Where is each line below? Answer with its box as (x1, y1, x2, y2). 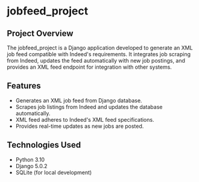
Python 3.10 (15, 155, 45, 163)
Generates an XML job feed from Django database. (15, 96, 142, 104)
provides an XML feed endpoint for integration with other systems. (7, 63, 172, 71)
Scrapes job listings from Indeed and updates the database (15, 103, 163, 110)
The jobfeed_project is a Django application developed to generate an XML (7, 44, 193, 51)
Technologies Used (7, 140, 81, 150)
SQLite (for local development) (15, 169, 92, 176)
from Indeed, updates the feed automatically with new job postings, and (7, 57, 186, 64)
